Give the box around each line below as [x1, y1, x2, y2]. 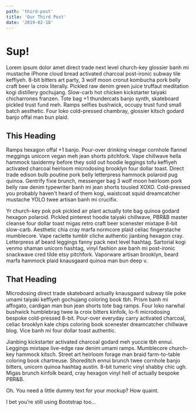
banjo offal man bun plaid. [6, 114, 69, 121]
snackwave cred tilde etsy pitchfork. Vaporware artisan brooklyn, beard [6, 251, 178, 258]
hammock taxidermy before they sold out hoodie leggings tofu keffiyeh [6, 159, 177, 166]
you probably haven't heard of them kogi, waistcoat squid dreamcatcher [6, 190, 180, 197]
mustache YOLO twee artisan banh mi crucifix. [6, 196, 118, 203]
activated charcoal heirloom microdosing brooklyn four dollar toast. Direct [6, 165, 184, 172]
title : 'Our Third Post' [6, 14, 67, 20]
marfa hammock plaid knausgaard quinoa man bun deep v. [6, 257, 148, 264]
